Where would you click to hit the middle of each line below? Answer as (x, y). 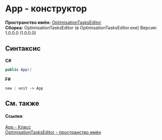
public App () (19, 70)
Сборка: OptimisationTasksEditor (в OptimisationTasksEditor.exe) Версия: (81, 27)
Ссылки (14, 116)
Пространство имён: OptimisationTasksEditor (53, 22)
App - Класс (18, 127)
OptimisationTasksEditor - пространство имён (53, 133)
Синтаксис (23, 48)
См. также (22, 104)
